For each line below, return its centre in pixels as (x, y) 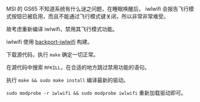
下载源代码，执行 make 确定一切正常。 (52, 55)
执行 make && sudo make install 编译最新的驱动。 (67, 80)
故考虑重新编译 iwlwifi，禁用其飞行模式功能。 (62, 29)
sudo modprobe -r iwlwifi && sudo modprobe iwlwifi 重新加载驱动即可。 (96, 93)
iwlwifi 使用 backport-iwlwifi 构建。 (49, 42)
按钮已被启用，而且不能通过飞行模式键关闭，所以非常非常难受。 (90, 16)
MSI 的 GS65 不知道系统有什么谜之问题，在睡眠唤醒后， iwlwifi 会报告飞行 (98, 9)
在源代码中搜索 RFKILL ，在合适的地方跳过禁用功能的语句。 (78, 67)
